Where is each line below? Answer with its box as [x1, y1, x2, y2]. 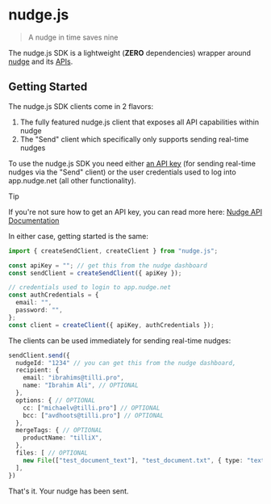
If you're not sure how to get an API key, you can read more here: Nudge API [8, 207, 263, 216]
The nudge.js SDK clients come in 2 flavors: [8, 101, 154, 111]
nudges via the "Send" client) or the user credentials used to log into [8, 167, 236, 177]
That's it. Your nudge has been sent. [8, 486, 129, 496]
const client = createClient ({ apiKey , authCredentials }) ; [8, 321, 215, 329]
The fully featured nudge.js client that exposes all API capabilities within [19, 117, 260, 127]
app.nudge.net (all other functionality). [8, 175, 137, 185]
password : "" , [15, 306, 63, 314]
